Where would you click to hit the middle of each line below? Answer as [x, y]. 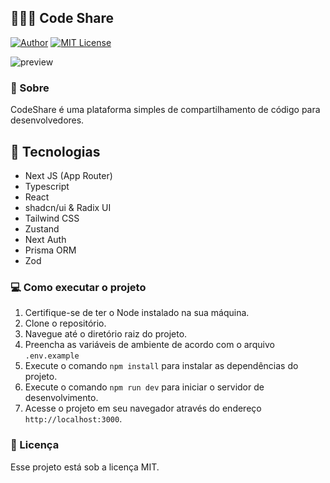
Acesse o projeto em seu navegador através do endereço [143, 408]
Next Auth [45, 239]
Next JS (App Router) [68, 175]
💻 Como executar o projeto [78, 287]
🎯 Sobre [30, 88]
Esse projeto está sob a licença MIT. [85, 467]
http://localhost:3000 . [73, 419]
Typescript [47, 186]
